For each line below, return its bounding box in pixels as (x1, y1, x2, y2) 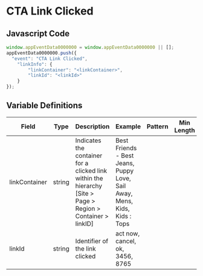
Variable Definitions (6, 100, 83, 111)
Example (115, 122, 141, 131)
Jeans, (115, 159, 135, 167)
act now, (115, 229, 140, 237)
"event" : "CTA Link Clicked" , (11, 56, 88, 62)
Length (174, 126, 195, 134)
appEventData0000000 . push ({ (6, 50, 77, 56)
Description (75, 122, 110, 131)
